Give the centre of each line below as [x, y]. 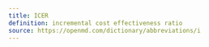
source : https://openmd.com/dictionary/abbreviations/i [104, 30]
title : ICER [28, 16]
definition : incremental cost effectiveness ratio [96, 23]
